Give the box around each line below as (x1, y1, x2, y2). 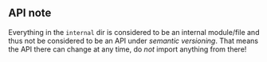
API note (8, 6, 52, 20)
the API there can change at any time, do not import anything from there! (8, 44, 247, 54)
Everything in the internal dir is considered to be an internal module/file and (8, 27, 260, 37)
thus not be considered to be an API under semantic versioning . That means (8, 36, 259, 45)
